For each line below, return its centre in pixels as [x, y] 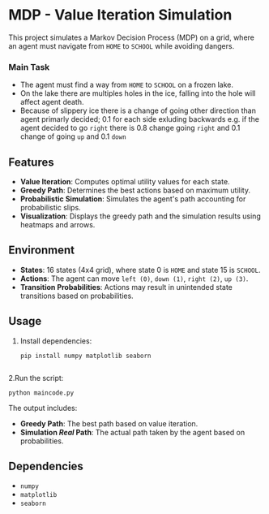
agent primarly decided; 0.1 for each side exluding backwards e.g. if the [139, 119]
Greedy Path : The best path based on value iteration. [109, 423]
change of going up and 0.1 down [73, 136]
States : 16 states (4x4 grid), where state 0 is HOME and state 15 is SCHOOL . [140, 270]
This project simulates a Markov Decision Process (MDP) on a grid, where [132, 37]
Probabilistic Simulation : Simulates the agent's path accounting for [133, 199]
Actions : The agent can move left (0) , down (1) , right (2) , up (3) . [134, 279]
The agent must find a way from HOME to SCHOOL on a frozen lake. [126, 85]
